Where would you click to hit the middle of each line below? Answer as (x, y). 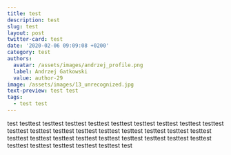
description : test (33, 20)
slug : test (23, 26)
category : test (29, 53)
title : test (24, 13)
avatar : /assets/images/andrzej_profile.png (78, 65)
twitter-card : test (35, 39)
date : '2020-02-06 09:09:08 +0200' (58, 46)
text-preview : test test (43, 91)
